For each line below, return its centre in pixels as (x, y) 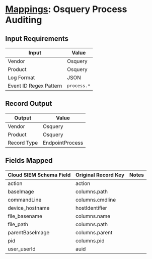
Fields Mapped (29, 160)
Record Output (29, 104)
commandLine (25, 200)
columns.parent (94, 232)
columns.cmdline (96, 200)
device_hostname (29, 208)
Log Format (21, 78)
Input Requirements (37, 39)
